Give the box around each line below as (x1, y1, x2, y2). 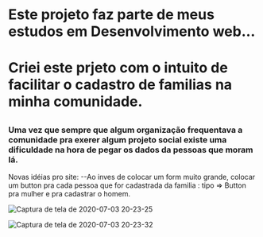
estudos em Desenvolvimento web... (8, 22, 256, 41)
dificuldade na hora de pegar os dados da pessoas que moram (8, 144, 253, 155)
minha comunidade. (8, 93, 143, 111)
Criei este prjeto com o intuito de (8, 59, 228, 77)
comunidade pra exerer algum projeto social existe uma (8, 134, 227, 145)
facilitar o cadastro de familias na (8, 76, 233, 94)
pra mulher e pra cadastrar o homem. (8, 189, 131, 199)
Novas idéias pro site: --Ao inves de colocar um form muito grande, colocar (8, 173, 256, 182)
